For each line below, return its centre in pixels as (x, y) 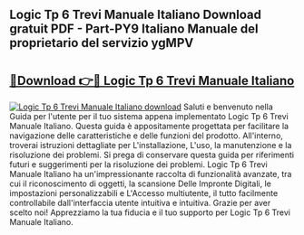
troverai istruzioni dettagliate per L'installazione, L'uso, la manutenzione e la (151, 145)
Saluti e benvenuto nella (228, 107)
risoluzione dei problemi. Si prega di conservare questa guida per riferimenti (152, 155)
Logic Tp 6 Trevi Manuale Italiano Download (135, 15)
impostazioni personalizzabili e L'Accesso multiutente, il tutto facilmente (144, 193)
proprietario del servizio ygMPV (102, 43)
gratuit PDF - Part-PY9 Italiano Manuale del (134, 29)
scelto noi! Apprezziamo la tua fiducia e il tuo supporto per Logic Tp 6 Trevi (150, 212)
